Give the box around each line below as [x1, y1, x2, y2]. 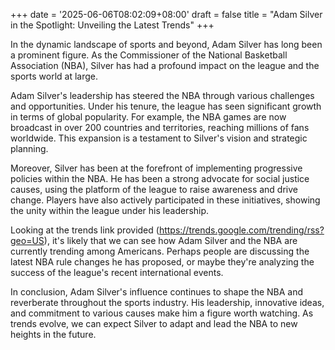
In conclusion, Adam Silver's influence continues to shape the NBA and [10, 286, 304, 298]
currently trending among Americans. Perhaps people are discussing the [10, 245, 310, 257]
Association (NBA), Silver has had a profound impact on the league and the [10, 60, 320, 71]
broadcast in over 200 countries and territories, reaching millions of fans [10, 122, 310, 133]
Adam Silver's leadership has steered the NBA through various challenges [10, 90, 315, 101]
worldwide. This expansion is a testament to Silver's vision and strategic [10, 132, 308, 144]
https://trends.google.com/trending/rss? [158, 224, 325, 236]
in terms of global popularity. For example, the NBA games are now [10, 111, 287, 123]
